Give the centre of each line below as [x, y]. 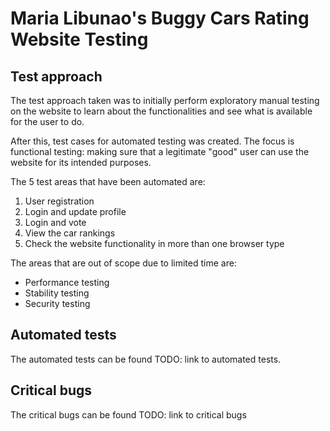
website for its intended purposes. [81, 162]
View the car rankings [70, 233]
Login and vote [55, 222]
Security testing [57, 303]
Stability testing [57, 293]
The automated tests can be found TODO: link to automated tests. [146, 359]
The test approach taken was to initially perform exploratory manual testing [165, 100]
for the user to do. [47, 121]
